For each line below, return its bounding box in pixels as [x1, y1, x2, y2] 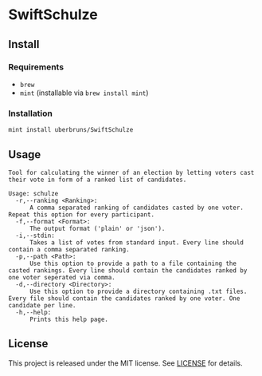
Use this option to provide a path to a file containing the [29, 259, 237, 267]
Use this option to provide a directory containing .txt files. [29, 287, 248, 295]
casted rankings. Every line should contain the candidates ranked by [8, 266, 248, 275]
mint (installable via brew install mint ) [19, 88, 149, 97]
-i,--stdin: [15, 232, 56, 239]
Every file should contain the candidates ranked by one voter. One [8, 294, 240, 303]
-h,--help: [15, 308, 52, 316]
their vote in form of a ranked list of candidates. [8, 176, 187, 184]
